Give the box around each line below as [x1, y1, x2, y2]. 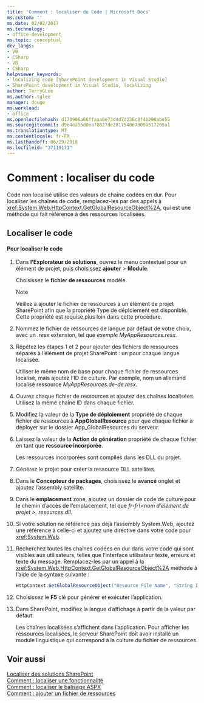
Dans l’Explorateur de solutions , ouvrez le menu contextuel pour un [15, 258, 187, 266]
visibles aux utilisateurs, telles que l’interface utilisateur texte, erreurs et [15, 552, 195, 559]
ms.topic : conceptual [7, 37, 62, 43]
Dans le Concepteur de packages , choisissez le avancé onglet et [15, 477, 181, 485]
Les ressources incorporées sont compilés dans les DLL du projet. [15, 454, 182, 461]
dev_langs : [7, 43, 35, 49]
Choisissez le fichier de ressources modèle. [15, 277, 127, 284]
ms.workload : [7, 105, 40, 111]
